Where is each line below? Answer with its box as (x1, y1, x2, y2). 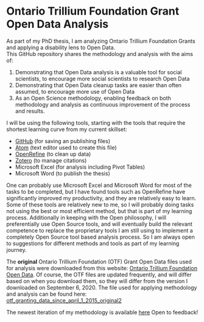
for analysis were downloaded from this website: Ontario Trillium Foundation (6, 264, 198, 271)
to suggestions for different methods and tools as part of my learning (6, 239, 180, 247)
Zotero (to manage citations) (15, 156, 87, 164)
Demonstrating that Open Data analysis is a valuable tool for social (15, 68, 182, 75)
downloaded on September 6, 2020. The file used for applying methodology (6, 284, 197, 291)
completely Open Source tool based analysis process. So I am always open (6, 233, 195, 240)
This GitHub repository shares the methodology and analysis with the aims (6, 50, 194, 57)
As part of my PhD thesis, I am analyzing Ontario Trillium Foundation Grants (6, 37, 196, 44)
